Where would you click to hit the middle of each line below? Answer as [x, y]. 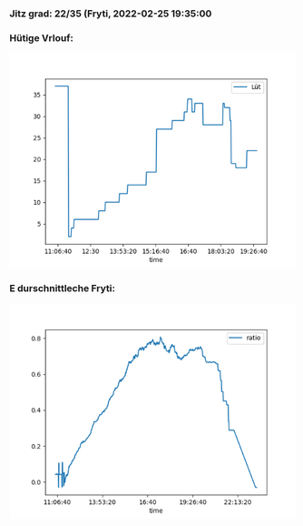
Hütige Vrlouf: [42, 37]
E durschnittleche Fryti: [63, 288]
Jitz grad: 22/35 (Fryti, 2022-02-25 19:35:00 [111, 14]
